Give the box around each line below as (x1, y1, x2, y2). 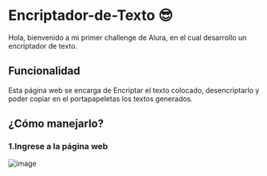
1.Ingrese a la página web (8, 141, 108, 152)
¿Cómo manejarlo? (8, 117, 104, 131)
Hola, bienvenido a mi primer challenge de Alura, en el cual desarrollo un (8, 33, 247, 42)
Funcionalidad (8, 65, 81, 78)
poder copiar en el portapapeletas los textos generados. (8, 94, 194, 104)
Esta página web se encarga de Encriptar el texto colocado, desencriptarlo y (8, 85, 260, 95)
